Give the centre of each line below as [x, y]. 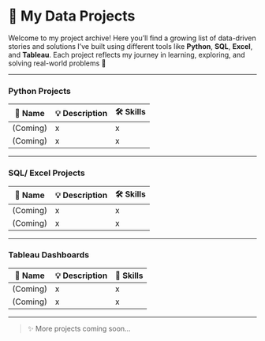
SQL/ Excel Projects [47, 173]
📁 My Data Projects [72, 16]
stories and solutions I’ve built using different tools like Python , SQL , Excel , [131, 46]
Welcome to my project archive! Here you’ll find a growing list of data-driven [132, 38]
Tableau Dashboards [49, 255]
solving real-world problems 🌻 [57, 63]
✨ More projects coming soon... [79, 328]
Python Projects [39, 91]
